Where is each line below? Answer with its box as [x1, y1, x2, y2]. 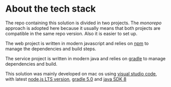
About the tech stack [5, 3, 96, 15]
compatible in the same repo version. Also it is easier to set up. [5, 30, 138, 36]
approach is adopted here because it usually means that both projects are [5, 25, 161, 31]
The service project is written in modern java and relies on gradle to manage [5, 55, 166, 61]
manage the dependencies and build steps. [5, 46, 96, 52]
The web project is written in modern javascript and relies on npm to [5, 40, 149, 46]
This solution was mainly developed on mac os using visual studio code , [5, 70, 157, 76]
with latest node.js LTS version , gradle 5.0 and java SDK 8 [5, 76, 127, 82]
